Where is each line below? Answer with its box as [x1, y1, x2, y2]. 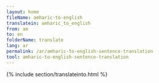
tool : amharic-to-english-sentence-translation [6, 54, 129, 60]
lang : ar [6, 43, 29, 49]
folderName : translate [6, 37, 64, 43]
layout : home [6, 8, 39, 15]
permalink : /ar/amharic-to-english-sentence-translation [6, 48, 154, 55]
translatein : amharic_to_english [6, 20, 91, 26]
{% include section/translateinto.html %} [6, 70, 108, 78]
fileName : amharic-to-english [6, 15, 83, 21]
